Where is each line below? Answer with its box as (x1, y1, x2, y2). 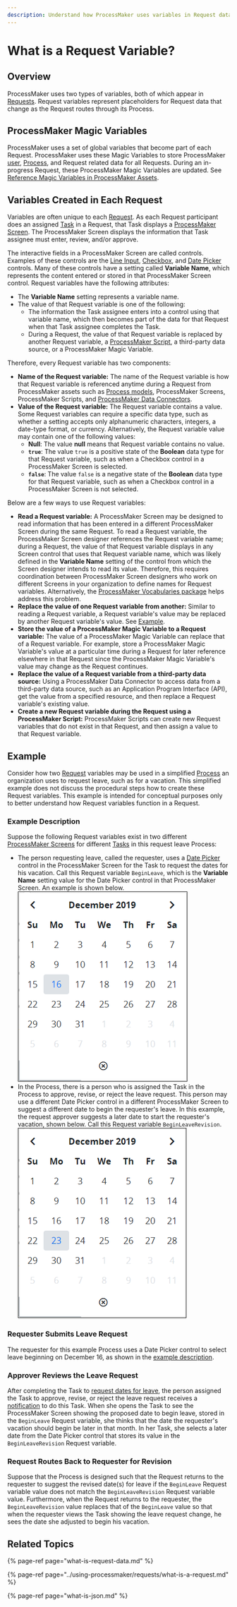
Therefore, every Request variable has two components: (7, 359, 171, 367)
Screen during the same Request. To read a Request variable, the (17, 527, 207, 536)
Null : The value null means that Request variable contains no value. (28, 440, 225, 448)
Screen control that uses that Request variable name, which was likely (17, 550, 221, 558)
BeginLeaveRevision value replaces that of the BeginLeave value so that (7, 1503, 213, 1511)
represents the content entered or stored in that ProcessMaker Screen (7, 272, 212, 280)
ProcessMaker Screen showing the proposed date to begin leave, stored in (7, 1409, 224, 1417)
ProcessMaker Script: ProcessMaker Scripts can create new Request (17, 715, 221, 723)
